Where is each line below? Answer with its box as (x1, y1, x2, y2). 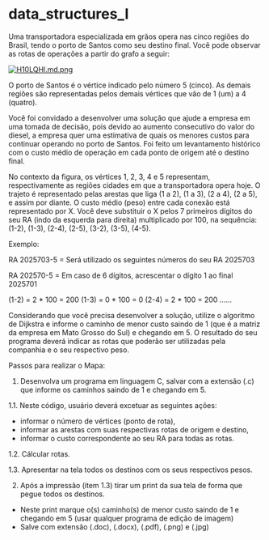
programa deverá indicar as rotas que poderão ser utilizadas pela (8, 336, 226, 346)
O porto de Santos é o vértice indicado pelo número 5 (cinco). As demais (8, 80, 251, 90)
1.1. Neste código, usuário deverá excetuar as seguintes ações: (8, 400, 217, 410)
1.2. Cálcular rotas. (8, 449, 70, 458)
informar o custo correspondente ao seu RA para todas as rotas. (19, 433, 234, 443)
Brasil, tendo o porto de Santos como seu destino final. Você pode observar (8, 40, 261, 49)
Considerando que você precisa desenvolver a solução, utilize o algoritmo (8, 310, 255, 320)
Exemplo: (8, 239, 40, 249)
